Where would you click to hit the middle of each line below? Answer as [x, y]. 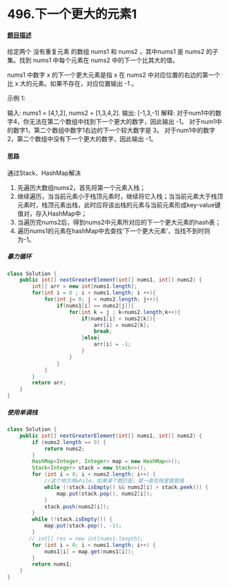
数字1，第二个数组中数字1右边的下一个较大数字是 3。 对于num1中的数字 [114, 130]
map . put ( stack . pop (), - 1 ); [83, 526]
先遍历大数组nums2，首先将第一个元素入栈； [82, 187]
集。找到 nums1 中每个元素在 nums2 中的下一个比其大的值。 [93, 60]
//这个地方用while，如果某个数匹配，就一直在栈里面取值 [114, 481]
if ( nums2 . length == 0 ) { [69, 442]
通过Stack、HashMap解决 [44, 173]
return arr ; [49, 383]
